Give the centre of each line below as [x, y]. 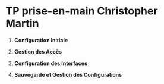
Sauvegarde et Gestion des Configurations [68, 74]
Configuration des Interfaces [51, 63]
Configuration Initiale [41, 40]
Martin [22, 24]
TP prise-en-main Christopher [82, 11]
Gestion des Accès [38, 51]
